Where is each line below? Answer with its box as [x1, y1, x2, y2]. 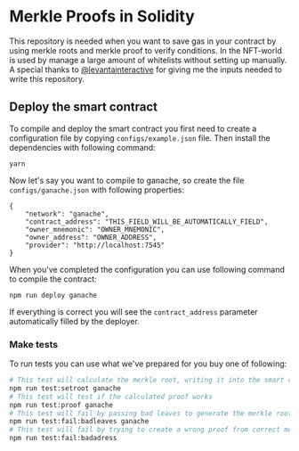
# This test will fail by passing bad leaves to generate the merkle [9, 408, 273, 418]
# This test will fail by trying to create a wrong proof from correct [9, 425, 280, 434]
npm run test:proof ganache [9, 400, 114, 409]
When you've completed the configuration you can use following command [9, 264, 285, 275]
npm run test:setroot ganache [9, 383, 122, 393]
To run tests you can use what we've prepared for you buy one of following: [9, 358, 287, 369]
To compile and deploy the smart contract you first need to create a [9, 123, 257, 134]
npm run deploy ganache [9, 291, 98, 299]
